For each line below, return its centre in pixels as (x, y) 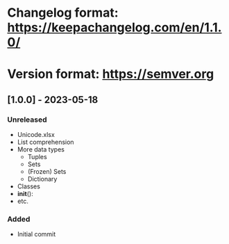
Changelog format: (63, 13)
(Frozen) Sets (47, 172)
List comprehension (45, 142)
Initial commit (36, 234)
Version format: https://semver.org (111, 74)
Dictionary (42, 179)
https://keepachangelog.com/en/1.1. (114, 27)
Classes (28, 186)
